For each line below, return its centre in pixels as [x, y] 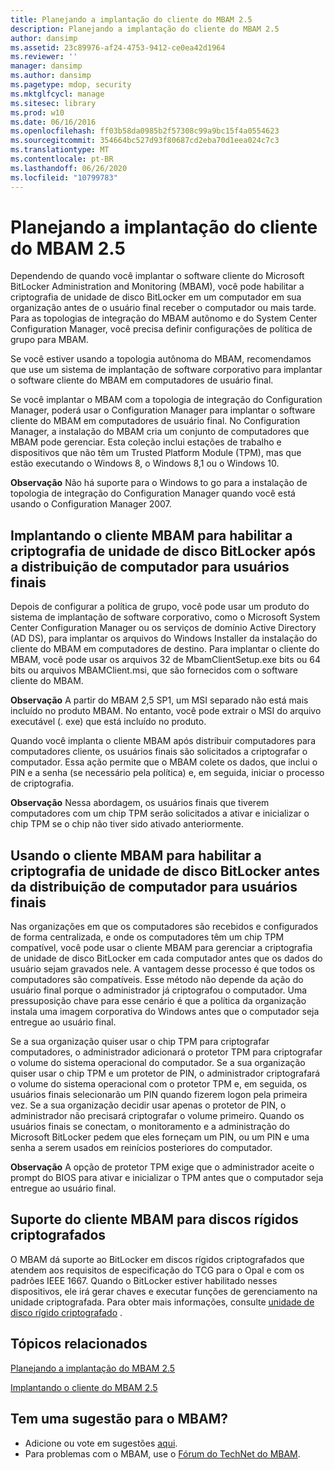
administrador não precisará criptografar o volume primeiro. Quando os [157, 1116]
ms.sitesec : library [53, 103]
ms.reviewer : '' [44, 57]
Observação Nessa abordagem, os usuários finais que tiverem [140, 803]
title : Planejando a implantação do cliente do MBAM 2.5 [131, 19]
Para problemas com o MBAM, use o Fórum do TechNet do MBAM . [162, 1453]
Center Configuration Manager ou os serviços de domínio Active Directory [163, 628]
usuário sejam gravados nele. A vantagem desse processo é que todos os [163, 969]
